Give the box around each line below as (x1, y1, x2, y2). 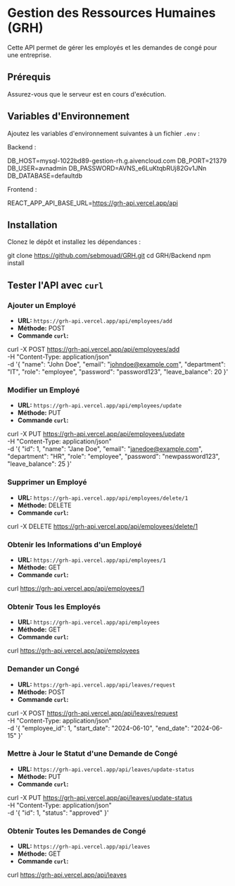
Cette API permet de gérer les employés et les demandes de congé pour (7, 43, 217, 51)
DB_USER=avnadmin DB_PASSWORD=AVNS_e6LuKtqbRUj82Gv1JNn (7, 164, 207, 172)
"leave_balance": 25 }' (7, 460, 72, 468)
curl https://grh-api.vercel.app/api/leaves (7, 870, 127, 879)
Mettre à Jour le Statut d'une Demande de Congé (7, 749, 178, 758)
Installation (7, 219, 58, 230)
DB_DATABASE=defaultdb (7, 171, 83, 180)
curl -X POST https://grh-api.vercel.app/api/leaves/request (7, 708, 178, 717)
